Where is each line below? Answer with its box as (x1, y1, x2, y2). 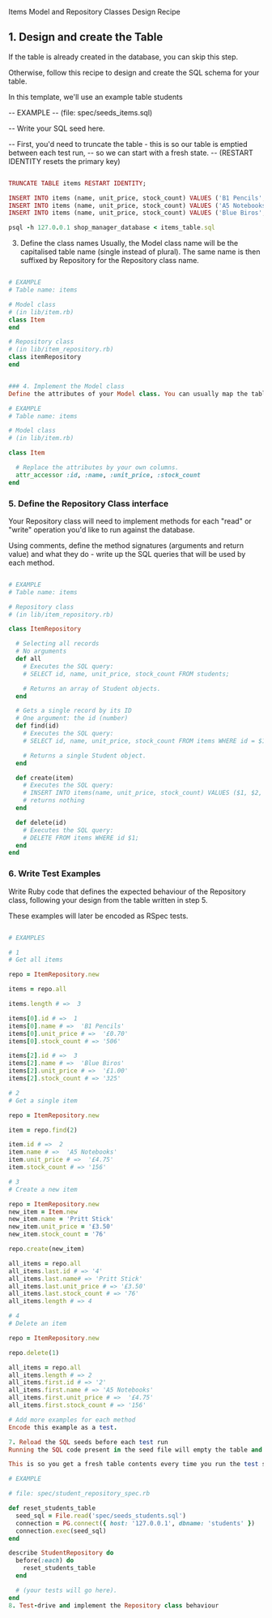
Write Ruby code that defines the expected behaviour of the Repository (8, 887, 246, 896)
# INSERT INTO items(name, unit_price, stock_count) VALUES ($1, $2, (23, 789, 263, 797)
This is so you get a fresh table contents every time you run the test (8, 1461, 259, 1469)
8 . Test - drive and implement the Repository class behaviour (8, 1601, 219, 1610)
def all (15, 655, 42, 663)
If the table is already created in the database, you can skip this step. (8, 52, 239, 62)
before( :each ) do (15, 1556, 74, 1565)
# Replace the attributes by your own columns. (15, 464, 180, 472)
